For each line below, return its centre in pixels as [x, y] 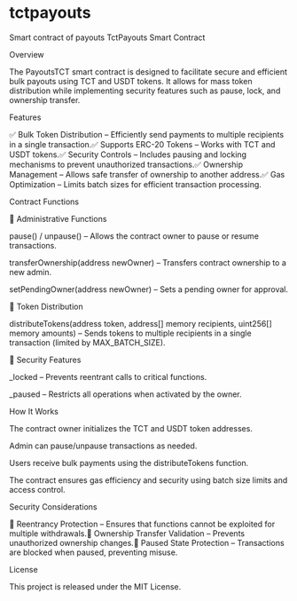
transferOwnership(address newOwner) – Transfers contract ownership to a [148, 262]
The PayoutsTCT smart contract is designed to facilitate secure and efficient [148, 71]
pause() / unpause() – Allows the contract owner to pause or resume [134, 236]
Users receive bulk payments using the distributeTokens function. [129, 463]
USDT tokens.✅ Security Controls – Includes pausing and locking [128, 154]
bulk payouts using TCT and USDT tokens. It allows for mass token [131, 81]
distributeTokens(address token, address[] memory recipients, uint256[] [141, 323]
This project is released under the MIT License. [95, 586]
